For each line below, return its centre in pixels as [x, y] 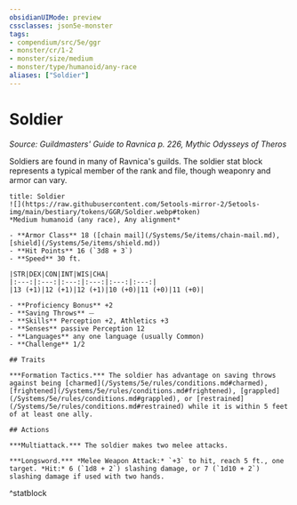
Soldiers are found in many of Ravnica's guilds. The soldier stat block [136, 161]
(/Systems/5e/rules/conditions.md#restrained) [97, 406]
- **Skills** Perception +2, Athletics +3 [89, 321]
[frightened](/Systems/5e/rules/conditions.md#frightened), [123, 391]
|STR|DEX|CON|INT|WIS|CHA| [59, 274]
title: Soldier [37, 196]
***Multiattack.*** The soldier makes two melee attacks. [119, 445]
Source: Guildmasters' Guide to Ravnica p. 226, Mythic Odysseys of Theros [148, 144]
